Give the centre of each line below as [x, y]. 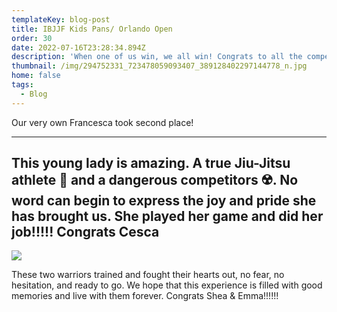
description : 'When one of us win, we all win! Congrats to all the [157, 57]
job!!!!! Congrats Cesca [85, 232]
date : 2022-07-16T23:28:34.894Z [78, 47]
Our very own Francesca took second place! [102, 122]
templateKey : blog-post [61, 19]
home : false [36, 76]
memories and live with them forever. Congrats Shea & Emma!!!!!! [145, 296]
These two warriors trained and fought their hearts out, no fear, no [148, 275]
